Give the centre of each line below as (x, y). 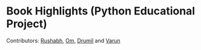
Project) (27, 24)
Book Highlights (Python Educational (101, 11)
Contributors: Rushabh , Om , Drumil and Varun (64, 40)
